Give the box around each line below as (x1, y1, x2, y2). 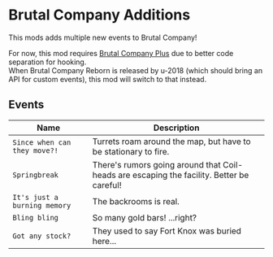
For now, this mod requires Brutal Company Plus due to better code (8, 48, 234, 58)
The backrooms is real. (92, 195, 180, 207)
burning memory (12, 201, 71, 210)
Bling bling (12, 213, 59, 222)
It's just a (12, 193, 59, 202)
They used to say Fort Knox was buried (92, 225, 242, 237)
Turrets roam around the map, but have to (92, 136, 251, 147)
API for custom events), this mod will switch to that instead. (8, 74, 207, 84)
